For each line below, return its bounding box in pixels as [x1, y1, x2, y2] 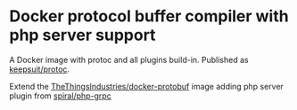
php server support [9, 25, 156, 45]
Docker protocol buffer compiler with [9, 6, 289, 27]
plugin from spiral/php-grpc [9, 90, 111, 101]
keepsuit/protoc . [9, 64, 70, 75]
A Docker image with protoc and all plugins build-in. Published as [9, 54, 249, 65]
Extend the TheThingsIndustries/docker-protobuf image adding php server [9, 81, 284, 91]
